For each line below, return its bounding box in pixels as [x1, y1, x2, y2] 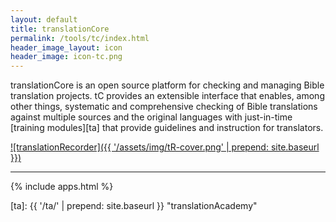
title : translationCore [10, 24, 110, 34]
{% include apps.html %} [10, 181, 114, 193]
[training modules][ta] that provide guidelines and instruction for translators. [10, 122, 324, 134]
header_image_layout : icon [10, 42, 123, 53]
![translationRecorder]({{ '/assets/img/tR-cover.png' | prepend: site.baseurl [10, 141, 320, 153]
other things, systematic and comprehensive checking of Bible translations [10, 101, 318, 113]
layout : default [10, 14, 78, 25]
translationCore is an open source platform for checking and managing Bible [10, 79, 325, 91]
